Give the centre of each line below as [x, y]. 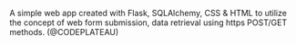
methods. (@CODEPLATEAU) [64, 32]
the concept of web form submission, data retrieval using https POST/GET [148, 22]
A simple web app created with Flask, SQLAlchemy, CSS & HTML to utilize [148, 13]
